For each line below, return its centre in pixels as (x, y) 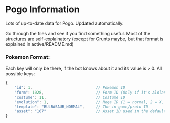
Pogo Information (42, 9)
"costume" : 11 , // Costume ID (70, 97)
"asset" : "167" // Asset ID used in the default (90, 111)
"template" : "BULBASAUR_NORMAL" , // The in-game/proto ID (81, 107)
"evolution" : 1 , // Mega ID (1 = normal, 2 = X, (89, 102)
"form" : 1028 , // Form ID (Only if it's (82, 93)
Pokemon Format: (28, 57)
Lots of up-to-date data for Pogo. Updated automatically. (65, 23)
